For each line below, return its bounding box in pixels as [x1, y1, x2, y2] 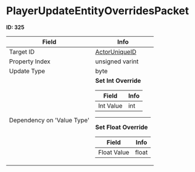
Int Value [98, 102, 123, 110]
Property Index [9, 57, 51, 66]
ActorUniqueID [95, 47, 137, 56]
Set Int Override [95, 76, 141, 85]
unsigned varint [95, 57, 139, 66]
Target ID [9, 47, 35, 56]
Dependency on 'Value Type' [9, 116, 90, 125]
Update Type [9, 67, 46, 75]
